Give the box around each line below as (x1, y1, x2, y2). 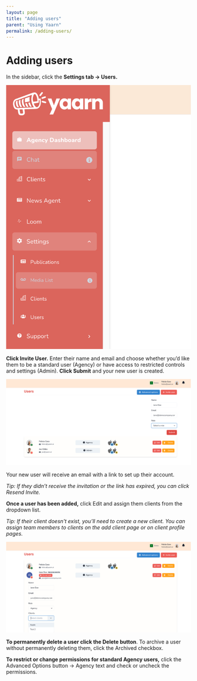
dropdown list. (6, 506, 41, 513)
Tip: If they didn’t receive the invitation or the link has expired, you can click (6, 483, 189, 490)
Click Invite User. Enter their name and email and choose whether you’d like (6, 355, 190, 362)
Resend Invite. (6, 489, 40, 496)
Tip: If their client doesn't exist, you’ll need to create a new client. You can (6, 518, 186, 525)
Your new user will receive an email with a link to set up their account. (6, 471, 175, 478)
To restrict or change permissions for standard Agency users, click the (6, 656, 182, 663)
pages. (6, 530, 23, 537)
